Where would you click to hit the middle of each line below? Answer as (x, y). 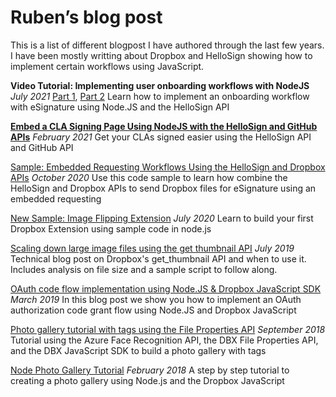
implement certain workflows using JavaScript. (107, 66)
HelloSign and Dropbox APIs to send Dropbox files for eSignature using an (163, 188)
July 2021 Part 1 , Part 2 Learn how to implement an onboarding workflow (160, 96)
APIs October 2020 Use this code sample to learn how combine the (149, 177)
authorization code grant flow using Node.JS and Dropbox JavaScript (153, 310)
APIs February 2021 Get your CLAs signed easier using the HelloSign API (161, 137)
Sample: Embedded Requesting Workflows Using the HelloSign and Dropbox (168, 167)
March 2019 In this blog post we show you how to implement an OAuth (156, 299)
